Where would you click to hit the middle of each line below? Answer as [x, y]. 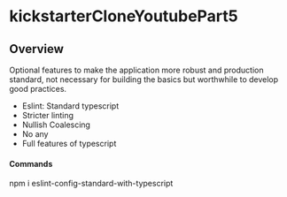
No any [35, 134]
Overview [37, 49]
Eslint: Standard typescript [70, 106]
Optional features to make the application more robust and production [136, 70]
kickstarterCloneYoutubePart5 [124, 16]
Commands [31, 163]
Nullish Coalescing [56, 125]
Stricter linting [47, 115]
